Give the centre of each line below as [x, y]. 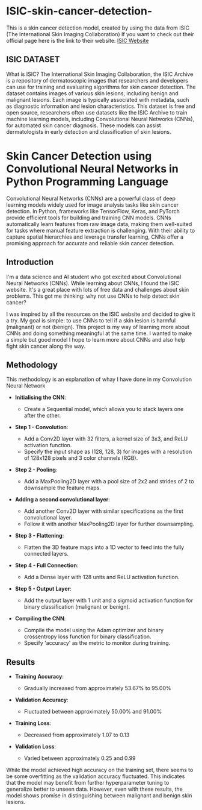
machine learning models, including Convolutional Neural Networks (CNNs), [100, 119]
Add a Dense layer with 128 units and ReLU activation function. [102, 577]
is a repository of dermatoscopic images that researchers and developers [97, 80]
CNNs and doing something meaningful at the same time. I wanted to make [99, 333]
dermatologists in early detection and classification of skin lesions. [89, 131]
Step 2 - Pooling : [36, 470]
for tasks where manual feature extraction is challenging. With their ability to [101, 230]
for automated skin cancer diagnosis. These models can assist [84, 125]
